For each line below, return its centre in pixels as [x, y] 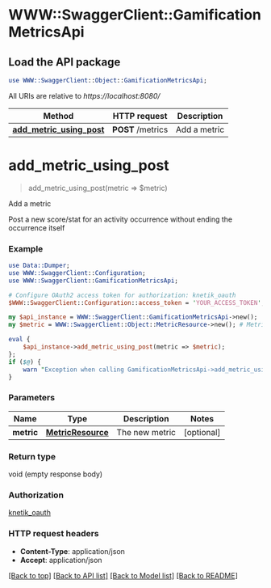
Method [58, 116]
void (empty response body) [56, 474]
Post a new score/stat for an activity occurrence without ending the [121, 219]
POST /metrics [140, 129]
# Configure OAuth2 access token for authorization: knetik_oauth [122, 295]
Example [26, 248]
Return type [32, 456]
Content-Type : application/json [72, 551]
